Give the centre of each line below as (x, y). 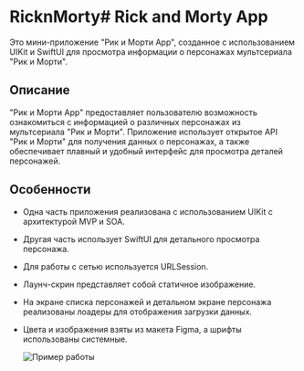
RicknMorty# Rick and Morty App (139, 17)
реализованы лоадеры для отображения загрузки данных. (137, 312)
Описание (40, 90)
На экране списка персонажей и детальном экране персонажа (147, 302)
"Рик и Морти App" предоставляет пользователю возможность (134, 112)
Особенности (50, 190)
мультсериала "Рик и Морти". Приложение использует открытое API (144, 132)
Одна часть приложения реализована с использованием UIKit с (148, 211)
